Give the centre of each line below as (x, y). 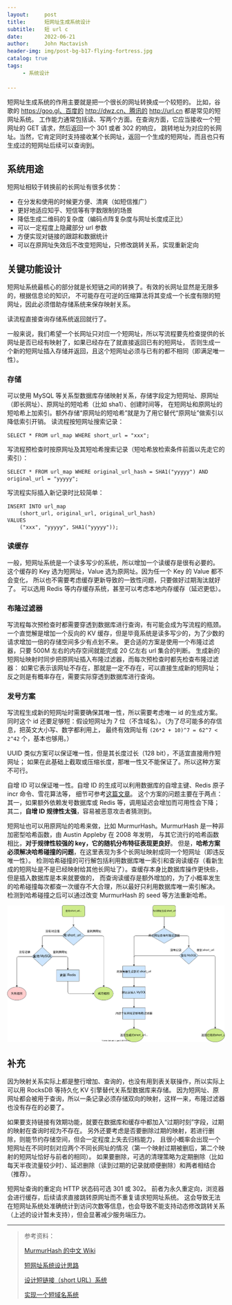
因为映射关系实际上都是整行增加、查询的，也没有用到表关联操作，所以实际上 (116, 1081)
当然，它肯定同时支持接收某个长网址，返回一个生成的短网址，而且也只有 (122, 136)
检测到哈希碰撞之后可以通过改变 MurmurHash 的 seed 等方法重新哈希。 (109, 895)
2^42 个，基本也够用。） (40, 738)
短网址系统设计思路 (51, 1265)
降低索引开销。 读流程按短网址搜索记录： (66, 422)
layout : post (32, 15)
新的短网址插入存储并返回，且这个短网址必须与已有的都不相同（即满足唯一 (119, 351)
